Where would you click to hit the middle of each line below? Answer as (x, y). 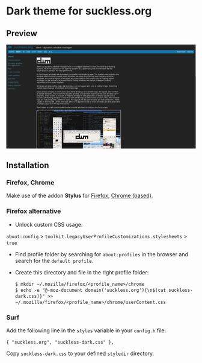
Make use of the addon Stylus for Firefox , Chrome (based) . (80, 196)
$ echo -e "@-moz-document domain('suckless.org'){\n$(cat (90, 290)
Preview (22, 33)
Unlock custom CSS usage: (49, 224)
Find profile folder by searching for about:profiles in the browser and (101, 254)
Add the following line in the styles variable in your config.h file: (86, 330)
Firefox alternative (34, 211)
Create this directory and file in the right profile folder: (82, 272)
